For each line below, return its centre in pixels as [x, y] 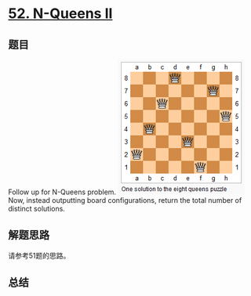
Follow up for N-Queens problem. [62, 192]
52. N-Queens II [60, 14]
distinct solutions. [36, 209]
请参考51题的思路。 [39, 255]
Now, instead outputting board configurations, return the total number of [125, 200]
